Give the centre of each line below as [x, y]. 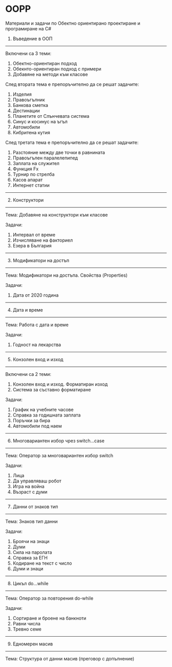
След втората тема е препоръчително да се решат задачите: [72, 84]
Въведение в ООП [33, 39]
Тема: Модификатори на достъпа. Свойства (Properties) [67, 275]
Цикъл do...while [30, 583]
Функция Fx [26, 169]
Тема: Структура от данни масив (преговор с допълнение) [70, 658]
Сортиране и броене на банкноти [49, 618]
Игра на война [28, 486]
